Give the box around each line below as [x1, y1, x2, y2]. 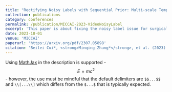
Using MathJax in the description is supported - [5, 59, 106, 65]
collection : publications [5, 12, 60, 17]
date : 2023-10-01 [5, 31, 42, 36]
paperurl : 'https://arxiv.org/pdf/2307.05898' [5, 41, 106, 46]
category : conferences [5, 17, 54, 22]
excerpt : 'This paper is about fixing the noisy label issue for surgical [5, 26, 168, 32]
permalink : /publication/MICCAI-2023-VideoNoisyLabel [5, 21, 123, 27]
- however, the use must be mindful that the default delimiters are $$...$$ [5, 76, 161, 82]
